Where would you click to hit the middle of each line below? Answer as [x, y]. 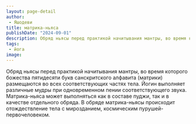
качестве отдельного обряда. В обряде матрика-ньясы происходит [90, 102]
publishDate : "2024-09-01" [39, 33]
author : [15, 17]
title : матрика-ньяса [32, 28]
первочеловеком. [28, 115]
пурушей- [151, 108]
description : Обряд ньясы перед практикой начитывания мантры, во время [96, 38]
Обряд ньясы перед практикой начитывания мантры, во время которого [97, 71]
